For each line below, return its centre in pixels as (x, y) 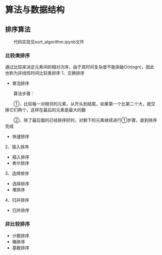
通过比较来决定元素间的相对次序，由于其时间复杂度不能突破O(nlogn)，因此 (80, 67)
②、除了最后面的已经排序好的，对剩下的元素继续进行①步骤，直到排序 (85, 120)
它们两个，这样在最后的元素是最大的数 (47, 110)
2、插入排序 (17, 147)
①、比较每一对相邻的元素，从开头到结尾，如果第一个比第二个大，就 (82, 104)
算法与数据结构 (35, 10)
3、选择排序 (17, 173)
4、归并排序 (17, 200)
